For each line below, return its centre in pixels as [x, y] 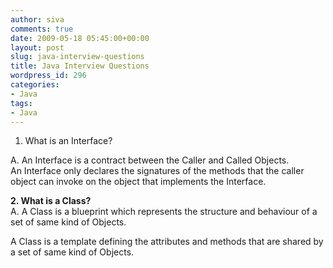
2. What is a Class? [51, 201]
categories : [35, 85]
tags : [21, 103]
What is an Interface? [68, 141]
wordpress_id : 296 [48, 76]
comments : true [42, 29]
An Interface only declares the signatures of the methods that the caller [157, 171]
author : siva [37, 19]
